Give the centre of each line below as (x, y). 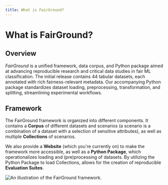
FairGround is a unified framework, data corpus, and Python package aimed (84, 66)
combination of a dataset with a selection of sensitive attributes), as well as (83, 131)
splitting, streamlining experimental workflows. (54, 92)
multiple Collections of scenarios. (41, 136)
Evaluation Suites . (24, 168)
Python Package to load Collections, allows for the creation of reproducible (83, 163)
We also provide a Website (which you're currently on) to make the (75, 147)
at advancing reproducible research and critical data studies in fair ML (78, 71)
